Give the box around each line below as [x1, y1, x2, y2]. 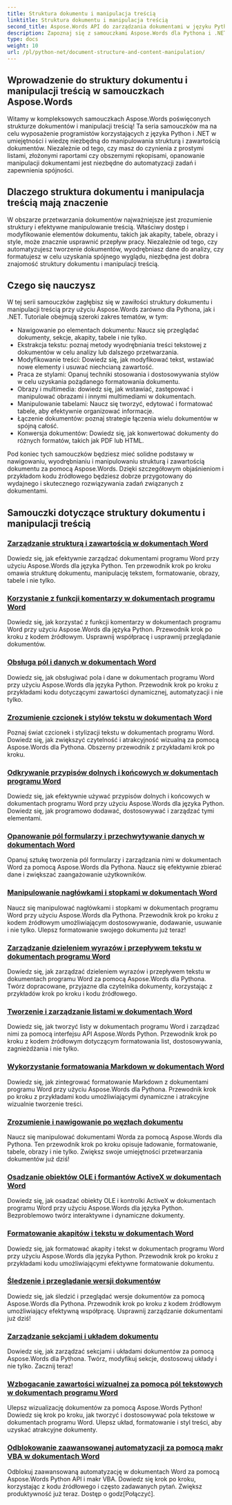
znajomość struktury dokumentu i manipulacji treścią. [7, 259, 159, 267]
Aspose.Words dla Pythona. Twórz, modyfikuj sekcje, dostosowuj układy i [7, 1355, 217, 1363]
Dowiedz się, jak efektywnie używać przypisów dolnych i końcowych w [7, 792, 211, 800]
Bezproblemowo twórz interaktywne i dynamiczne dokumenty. [7, 1211, 185, 1220]
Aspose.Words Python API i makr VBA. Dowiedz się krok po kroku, [7, 1475, 196, 1483]
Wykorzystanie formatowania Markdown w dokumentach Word [7, 1062, 224, 1071]
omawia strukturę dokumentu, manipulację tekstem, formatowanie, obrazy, [7, 569, 220, 577]
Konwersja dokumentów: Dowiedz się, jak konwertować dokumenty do [17, 429, 219, 437]
